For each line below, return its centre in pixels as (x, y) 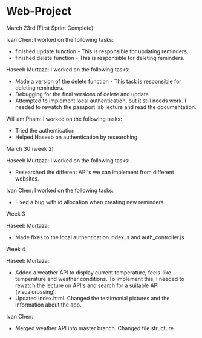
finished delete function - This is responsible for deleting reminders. (100, 58)
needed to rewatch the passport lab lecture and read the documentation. (106, 107)
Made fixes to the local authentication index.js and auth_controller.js (99, 237)
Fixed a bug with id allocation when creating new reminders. (90, 202)
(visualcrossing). (36, 291)
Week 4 (16, 249)
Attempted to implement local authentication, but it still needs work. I (100, 101)
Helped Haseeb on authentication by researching (76, 137)
